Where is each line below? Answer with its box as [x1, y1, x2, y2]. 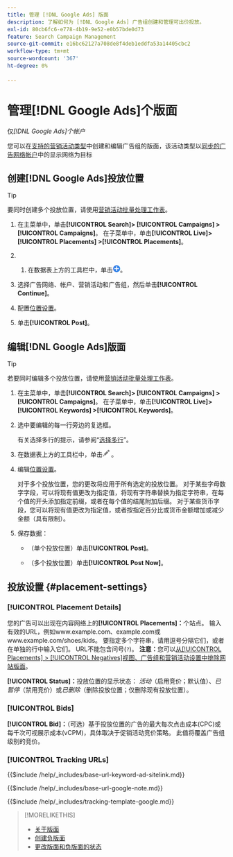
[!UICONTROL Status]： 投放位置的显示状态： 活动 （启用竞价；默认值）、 [7, 677, 215, 685]
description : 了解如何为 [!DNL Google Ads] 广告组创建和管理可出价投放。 [7, 18, 205, 26]
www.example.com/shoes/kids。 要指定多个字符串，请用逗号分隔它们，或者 [7, 636, 225, 644]
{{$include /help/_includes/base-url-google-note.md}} [7, 784, 163, 793]
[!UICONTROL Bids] [7, 703, 74, 713]
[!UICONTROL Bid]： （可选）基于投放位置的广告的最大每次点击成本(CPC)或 [7, 720, 221, 728]
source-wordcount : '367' [7, 55, 79, 62]
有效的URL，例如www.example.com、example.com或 [7, 627, 161, 636]
